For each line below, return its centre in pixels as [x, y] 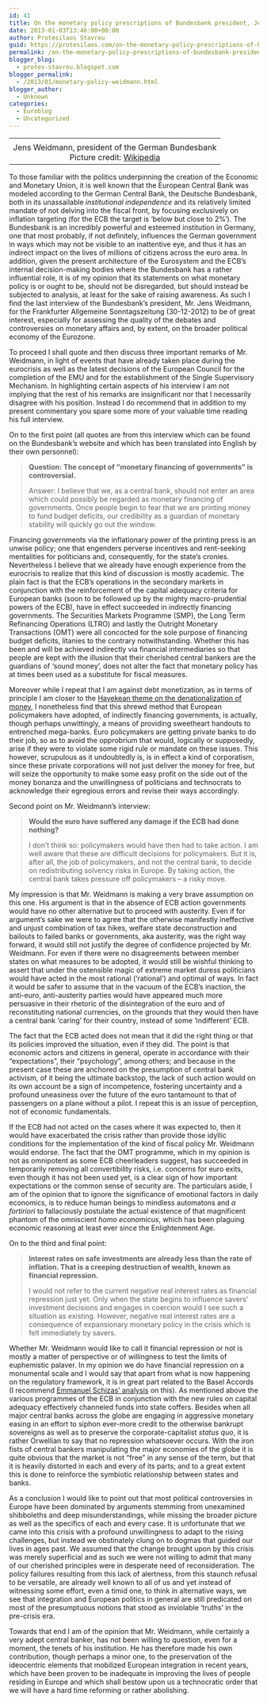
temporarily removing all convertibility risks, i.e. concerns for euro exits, [126, 1168]
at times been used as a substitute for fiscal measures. [98, 674]
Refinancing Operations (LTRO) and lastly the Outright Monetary [114, 623]
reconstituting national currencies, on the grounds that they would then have [134, 1012]
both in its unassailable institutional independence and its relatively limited [130, 202]
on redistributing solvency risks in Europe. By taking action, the [132, 870]
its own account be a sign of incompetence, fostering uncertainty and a [126, 1086]
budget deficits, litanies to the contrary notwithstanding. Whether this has [129, 640]
